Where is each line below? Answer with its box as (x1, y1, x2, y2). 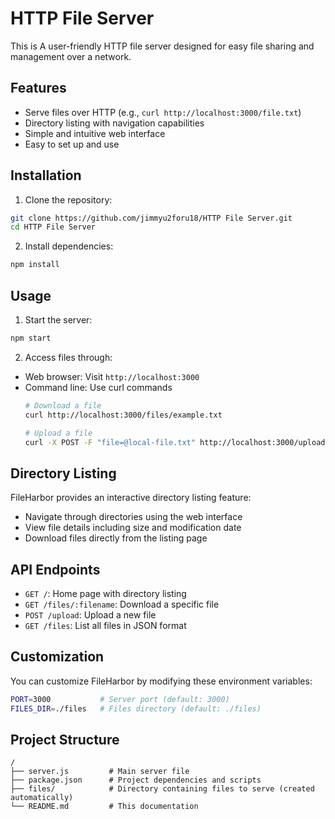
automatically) (10, 793, 74, 803)
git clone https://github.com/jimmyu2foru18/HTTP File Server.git (10, 213, 293, 223)
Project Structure (10, 731, 120, 748)
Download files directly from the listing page (24, 532, 208, 544)
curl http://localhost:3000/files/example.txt (24, 410, 223, 420)
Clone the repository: (24, 193, 113, 206)
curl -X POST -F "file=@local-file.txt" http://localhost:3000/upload (24, 437, 326, 447)
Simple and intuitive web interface (24, 127, 166, 139)
